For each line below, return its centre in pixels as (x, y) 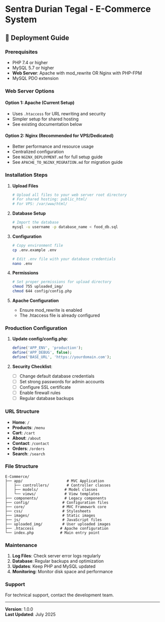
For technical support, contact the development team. (59, 595)
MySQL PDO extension (35, 78)
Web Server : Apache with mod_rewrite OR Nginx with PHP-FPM (77, 73)
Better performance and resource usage (53, 146)
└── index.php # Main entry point (52, 533)
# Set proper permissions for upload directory (62, 282)
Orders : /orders (28, 448)
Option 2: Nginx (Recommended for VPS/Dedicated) (59, 135)
